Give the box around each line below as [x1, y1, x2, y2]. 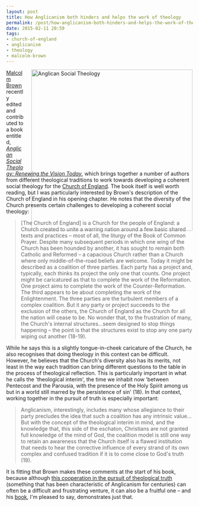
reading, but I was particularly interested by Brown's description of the [6, 189, 179, 196]
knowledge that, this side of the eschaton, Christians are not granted [20, 425, 188, 432]
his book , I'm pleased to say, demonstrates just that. [6, 493, 134, 500]
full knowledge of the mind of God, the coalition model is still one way [20, 431, 191, 438]
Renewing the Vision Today [15, 170, 82, 177]
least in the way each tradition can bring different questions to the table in [6, 363, 187, 370]
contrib [6, 113, 24, 120]
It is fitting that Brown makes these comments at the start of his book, [6, 468, 176, 475]
